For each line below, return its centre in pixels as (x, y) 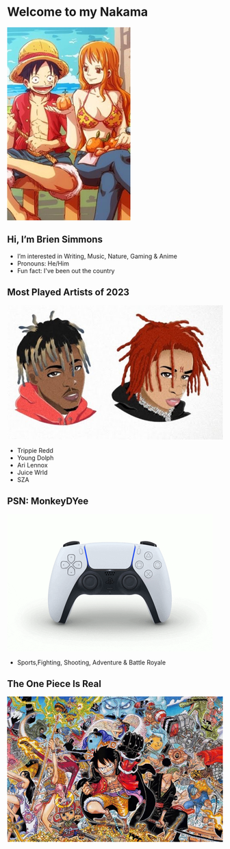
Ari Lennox (32, 465)
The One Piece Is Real (54, 684)
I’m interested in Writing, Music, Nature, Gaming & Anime (97, 256)
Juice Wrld (32, 472)
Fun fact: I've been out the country (66, 270)
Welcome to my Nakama (78, 12)
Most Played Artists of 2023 (68, 292)
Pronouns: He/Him (43, 263)
